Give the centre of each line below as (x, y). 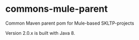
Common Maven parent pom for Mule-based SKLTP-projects (70, 23)
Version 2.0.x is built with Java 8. (40, 33)
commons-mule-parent (57, 9)
